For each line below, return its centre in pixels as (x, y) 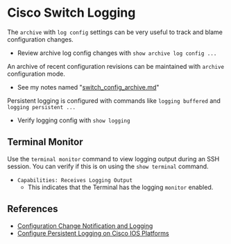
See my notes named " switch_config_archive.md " (88, 87)
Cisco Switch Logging (71, 13)
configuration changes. (41, 39)
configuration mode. (36, 74)
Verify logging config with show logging (74, 120)
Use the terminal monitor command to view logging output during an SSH (113, 158)
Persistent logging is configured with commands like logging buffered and (114, 100)
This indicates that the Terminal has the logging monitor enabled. (120, 187)
